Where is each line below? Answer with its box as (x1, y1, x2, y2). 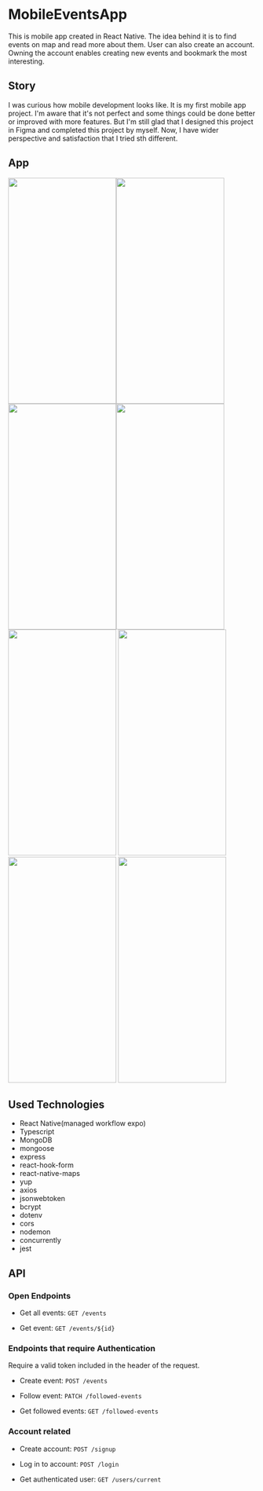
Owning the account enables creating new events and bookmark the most (8, 48, 247, 57)
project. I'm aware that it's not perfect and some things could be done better (8, 108, 256, 118)
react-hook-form (19, 1160, 75, 1170)
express (19, 1152, 46, 1162)
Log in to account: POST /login (19, 1459, 119, 1468)
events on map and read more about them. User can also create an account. (8, 39, 255, 49)
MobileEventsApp (8, 5, 128, 24)
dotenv (19, 1211, 43, 1220)
